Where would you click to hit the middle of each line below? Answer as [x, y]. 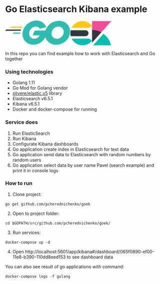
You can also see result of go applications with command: [65, 266]
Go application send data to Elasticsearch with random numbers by [81, 154]
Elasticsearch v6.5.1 [32, 99]
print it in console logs [35, 170]
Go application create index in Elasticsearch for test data [70, 149]
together [14, 59]
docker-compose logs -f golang [38, 276]
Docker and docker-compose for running [55, 109]
